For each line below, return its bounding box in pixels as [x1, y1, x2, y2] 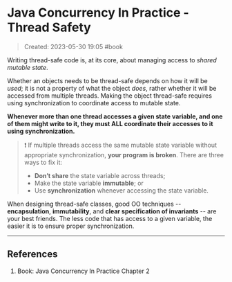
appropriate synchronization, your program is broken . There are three [23, 150, 224, 159]
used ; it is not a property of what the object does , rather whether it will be [7, 84, 217, 92]
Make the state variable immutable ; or [34, 179, 144, 187]
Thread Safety [7, 19, 91, 35]
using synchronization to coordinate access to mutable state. [7, 98, 181, 107]
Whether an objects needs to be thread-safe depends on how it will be [7, 76, 209, 85]
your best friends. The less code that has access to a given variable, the [7, 214, 213, 222]
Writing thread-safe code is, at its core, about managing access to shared [7, 55, 217, 64]
